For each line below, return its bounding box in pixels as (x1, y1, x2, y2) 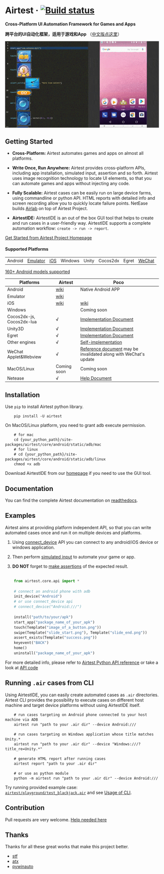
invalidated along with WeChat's (80, 351, 145, 357)
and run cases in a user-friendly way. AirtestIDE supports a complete (12, 220, 151, 226)
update (80, 357, 95, 362)
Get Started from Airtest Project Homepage (5, 235, 92, 241)
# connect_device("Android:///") (14, 604, 82, 609)
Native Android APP (80, 286, 120, 293)
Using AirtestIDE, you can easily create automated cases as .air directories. (5, 692, 159, 698)
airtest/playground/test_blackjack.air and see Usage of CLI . (5, 789, 132, 795)
